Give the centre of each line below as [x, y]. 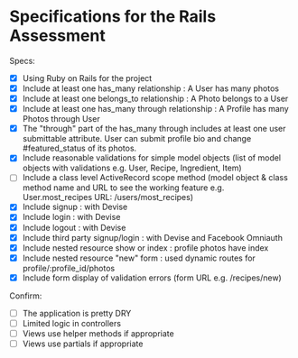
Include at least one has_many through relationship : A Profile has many [155, 109]
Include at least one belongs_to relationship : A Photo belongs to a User [155, 99]
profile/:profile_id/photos [69, 268]
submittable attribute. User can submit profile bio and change [137, 139]
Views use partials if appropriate [83, 344]
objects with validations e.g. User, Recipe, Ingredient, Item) [132, 168]
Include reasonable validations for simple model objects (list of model [152, 158]
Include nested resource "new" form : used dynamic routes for [139, 258]
